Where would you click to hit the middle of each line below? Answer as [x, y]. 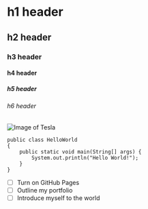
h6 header [21, 106]
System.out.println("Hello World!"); [85, 158]
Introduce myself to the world [58, 198]
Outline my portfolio [45, 190]
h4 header [22, 73]
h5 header [22, 88]
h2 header [29, 37]
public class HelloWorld [42, 140]
